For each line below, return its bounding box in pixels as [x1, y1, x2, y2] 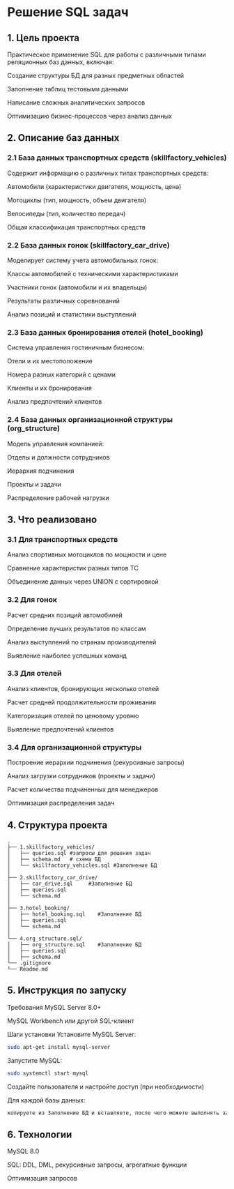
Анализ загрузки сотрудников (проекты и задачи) [7, 772, 155, 780]
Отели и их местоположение [7, 357, 93, 365]
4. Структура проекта [7, 819, 108, 831]
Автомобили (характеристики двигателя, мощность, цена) [7, 182, 182, 190]
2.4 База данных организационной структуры [7, 415, 173, 425]
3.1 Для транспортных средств [7, 534, 118, 544]
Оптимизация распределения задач [7, 799, 115, 808]
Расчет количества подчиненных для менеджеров [7, 785, 159, 794]
